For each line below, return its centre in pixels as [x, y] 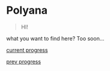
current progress [27, 50]
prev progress [23, 61]
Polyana [27, 10]
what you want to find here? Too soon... [55, 38]
